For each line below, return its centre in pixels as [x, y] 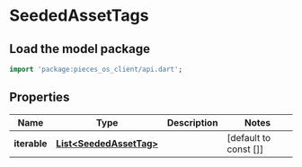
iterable [31, 143]
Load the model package [80, 49]
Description [192, 122]
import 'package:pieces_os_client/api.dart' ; [96, 69]
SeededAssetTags [79, 16]
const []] [245, 149]
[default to [249, 137]
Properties [40, 97]
